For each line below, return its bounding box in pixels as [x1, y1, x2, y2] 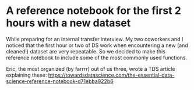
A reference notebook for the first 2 [6, 4, 182, 17]
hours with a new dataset [6, 16, 131, 30]
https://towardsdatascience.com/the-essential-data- [48, 71, 175, 78]
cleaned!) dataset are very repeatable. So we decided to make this [6, 48, 166, 55]
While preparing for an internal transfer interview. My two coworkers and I [6, 35, 184, 42]
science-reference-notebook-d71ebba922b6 [6, 77, 114, 85]
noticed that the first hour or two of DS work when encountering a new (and [6, 42, 188, 49]
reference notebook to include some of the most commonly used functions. [6, 54, 188, 61]
